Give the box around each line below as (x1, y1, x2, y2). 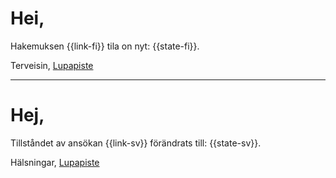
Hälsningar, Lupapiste (10, 156, 100, 168)
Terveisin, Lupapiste (10, 59, 94, 71)
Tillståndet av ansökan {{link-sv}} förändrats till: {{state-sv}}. (10, 137, 262, 149)
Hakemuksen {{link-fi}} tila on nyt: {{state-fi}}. (10, 40, 200, 52)
